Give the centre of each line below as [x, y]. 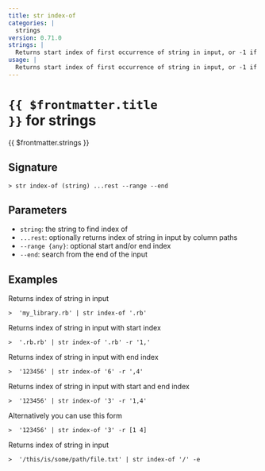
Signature [33, 168]
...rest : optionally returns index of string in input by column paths [129, 237]
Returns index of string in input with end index [83, 357]
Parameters [38, 210]
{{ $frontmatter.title [83, 104]
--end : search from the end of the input [84, 254]
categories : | [32, 23]
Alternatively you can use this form [65, 416]
